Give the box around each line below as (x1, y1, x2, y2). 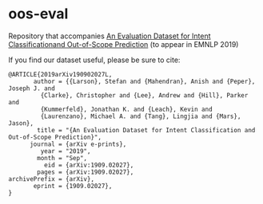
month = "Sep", (37, 154, 88, 162)
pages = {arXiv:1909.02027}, (37, 168, 134, 176)
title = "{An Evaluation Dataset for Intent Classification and (37, 126, 256, 134)
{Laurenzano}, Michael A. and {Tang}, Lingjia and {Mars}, (40, 112, 241, 120)
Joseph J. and (8, 84, 56, 92)
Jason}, (8, 119, 34, 127)
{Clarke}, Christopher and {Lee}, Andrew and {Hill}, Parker (40, 91, 249, 100)
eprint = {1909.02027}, (33, 182, 113, 190)
